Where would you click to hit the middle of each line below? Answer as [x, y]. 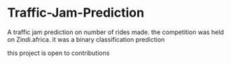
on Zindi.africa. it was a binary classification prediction [86, 39]
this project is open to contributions [58, 53]
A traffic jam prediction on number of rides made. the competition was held [115, 32]
